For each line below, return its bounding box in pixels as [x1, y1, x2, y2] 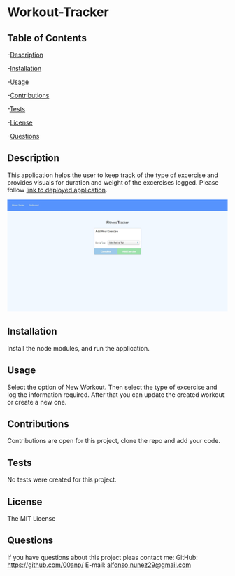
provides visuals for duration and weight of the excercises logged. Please [7, 178, 219, 186]
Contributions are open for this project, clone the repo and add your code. [7, 437, 220, 445]
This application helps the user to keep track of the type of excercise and [7, 171, 218, 179]
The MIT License [7, 514, 56, 523]
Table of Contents [7, 32, 87, 44]
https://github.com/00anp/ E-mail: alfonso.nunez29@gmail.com [7, 561, 191, 569]
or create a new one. [7, 398, 67, 406]
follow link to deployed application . [7, 185, 108, 194]
